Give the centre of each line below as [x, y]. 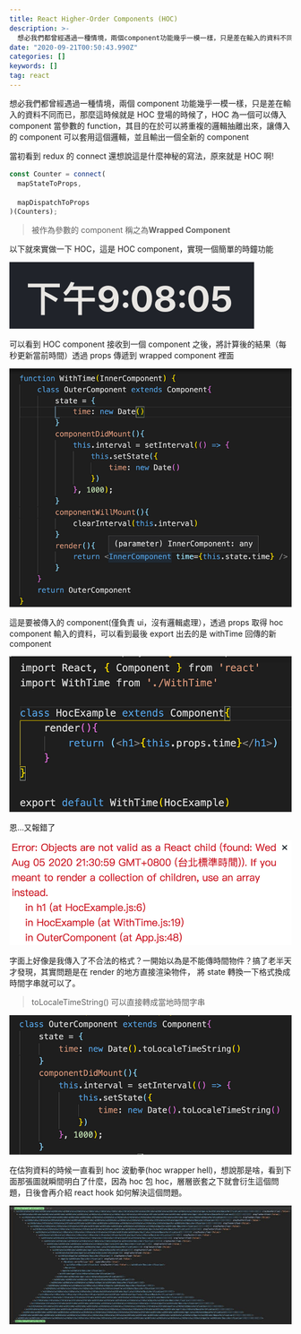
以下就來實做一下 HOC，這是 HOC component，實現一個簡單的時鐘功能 [142, 249]
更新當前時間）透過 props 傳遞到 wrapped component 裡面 [125, 356]
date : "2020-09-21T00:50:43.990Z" [74, 47]
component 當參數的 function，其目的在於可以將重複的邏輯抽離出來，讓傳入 [150, 125]
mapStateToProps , [50, 184]
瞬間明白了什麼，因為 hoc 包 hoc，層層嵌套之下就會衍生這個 [159, 1181]
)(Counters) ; [34, 212]
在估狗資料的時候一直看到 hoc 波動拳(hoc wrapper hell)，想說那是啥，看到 [146, 1170]
